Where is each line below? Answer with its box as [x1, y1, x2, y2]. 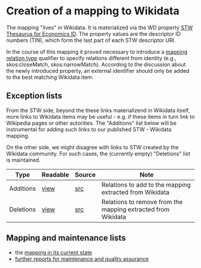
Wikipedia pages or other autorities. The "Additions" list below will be [6, 119, 177, 127]
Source [74, 170, 96, 178]
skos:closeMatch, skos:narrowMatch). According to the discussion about [6, 61, 186, 68]
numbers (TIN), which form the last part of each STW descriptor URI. [6, 36, 176, 44]
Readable [41, 170, 69, 178]
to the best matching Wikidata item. [6, 73, 94, 81]
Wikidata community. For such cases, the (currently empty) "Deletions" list [6, 150, 190, 157]
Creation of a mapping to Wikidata [6, 4, 179, 18]
